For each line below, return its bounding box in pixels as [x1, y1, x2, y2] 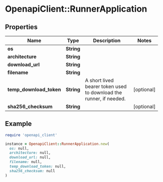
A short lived [84, 77, 114, 84]
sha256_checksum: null [9, 168, 55, 173]
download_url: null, [9, 155, 51, 160]
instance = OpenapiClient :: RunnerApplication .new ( [5, 141, 110, 146]
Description [93, 37, 121, 44]
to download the [84, 89, 122, 96]
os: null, [9, 146, 29, 151]
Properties [5, 23, 38, 31]
